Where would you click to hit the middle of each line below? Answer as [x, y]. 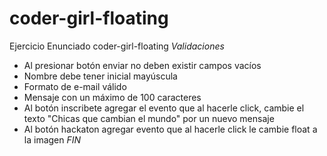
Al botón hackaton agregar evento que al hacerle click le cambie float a [170, 129]
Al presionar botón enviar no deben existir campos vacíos [142, 65]
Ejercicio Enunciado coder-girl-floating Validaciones [117, 46]
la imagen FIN [52, 139]
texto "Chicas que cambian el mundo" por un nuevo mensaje [149, 118]
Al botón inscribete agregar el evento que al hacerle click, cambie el [164, 108]
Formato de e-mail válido [75, 86]
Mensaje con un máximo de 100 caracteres [112, 97]
